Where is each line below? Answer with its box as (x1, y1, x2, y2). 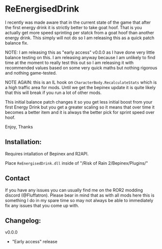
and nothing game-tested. (5, 70, 57, 76)
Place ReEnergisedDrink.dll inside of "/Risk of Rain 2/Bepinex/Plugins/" (5, 160, 148, 166)
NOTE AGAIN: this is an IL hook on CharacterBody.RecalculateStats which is (5, 79, 157, 85)
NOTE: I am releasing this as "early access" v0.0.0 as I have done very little (5, 49, 155, 55)
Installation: (5, 138, 42, 146)
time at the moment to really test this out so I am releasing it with (5, 60, 134, 65)
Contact (5, 174, 30, 183)
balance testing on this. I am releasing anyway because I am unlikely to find (5, 54, 156, 60)
